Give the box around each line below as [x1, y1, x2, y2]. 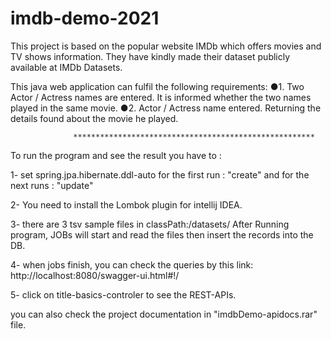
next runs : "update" [10, 179, 94, 191]
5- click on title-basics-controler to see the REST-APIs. [10, 288, 237, 301]
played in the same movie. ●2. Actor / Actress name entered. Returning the [10, 102, 322, 114]
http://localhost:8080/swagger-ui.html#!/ [10, 269, 180, 281]
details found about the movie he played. [10, 112, 179, 124]
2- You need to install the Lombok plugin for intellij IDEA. [10, 198, 243, 211]
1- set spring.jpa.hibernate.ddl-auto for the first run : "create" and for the [10, 168, 310, 181]
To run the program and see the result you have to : [10, 149, 222, 161]
